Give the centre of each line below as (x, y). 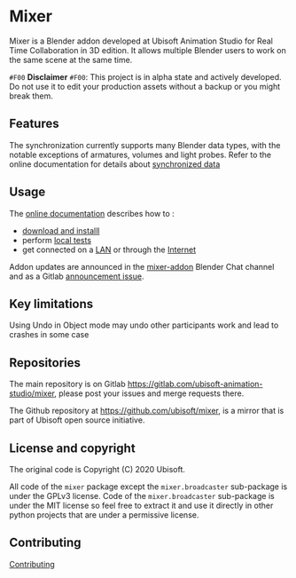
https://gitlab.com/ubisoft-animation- (195, 384)
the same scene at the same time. (71, 59)
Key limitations (51, 304)
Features (34, 124)
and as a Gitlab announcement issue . (77, 276)
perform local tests (56, 240)
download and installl (61, 230)
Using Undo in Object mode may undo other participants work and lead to (144, 325)
